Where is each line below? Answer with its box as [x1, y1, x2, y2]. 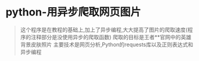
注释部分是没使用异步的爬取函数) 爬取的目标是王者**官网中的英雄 [30, 33, 192, 40]
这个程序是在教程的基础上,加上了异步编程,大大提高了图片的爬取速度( [20, 26, 188, 33]
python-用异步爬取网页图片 [5, 5, 141, 19]
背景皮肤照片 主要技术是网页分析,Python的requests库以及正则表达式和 [20, 41, 194, 48]
